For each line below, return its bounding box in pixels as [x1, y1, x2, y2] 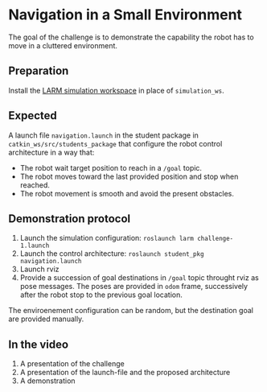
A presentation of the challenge [19, 359, 125, 369]
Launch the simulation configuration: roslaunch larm [19, 233, 195, 243]
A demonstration [19, 376, 76, 386]
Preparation [8, 64, 69, 78]
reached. [19, 179, 51, 190]
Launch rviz [19, 264, 60, 274]
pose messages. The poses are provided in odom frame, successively [19, 282, 248, 291]
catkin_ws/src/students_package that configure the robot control [8, 138, 223, 148]
